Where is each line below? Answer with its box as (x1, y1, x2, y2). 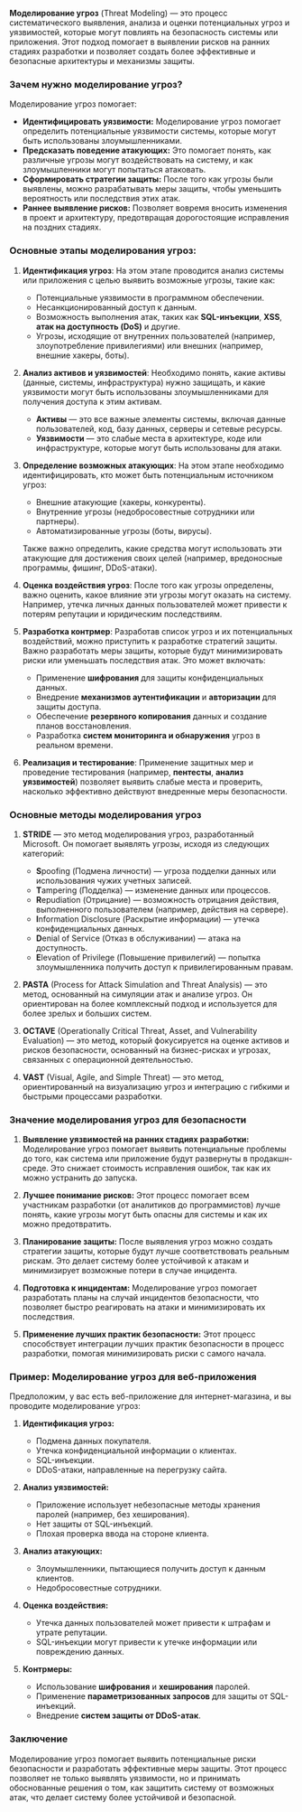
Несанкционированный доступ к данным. (35, 302, 197, 313)
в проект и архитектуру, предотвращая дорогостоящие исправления (22, 212, 289, 223)
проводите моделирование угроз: (9, 1401, 142, 1412)
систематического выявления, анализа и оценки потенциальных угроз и (9, 17, 290, 28)
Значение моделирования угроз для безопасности (9, 1113, 247, 1126)
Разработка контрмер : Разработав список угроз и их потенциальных (22, 625, 293, 636)
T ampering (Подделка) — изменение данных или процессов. (35, 885, 271, 896)
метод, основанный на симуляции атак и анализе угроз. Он (22, 989, 253, 1000)
